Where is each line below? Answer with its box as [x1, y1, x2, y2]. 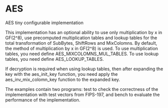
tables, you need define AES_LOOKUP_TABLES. [5, 56, 104, 62]
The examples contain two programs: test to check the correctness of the [5, 86, 158, 92]
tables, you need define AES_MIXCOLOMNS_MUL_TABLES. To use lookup [5, 51, 159, 57]
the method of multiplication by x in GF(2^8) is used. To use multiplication [5, 45, 158, 51]
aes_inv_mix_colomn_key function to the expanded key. [5, 76, 120, 82]
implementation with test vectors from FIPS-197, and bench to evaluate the [5, 91, 160, 97]
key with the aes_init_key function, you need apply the [5, 71, 118, 77]
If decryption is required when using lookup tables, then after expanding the [5, 66, 163, 72]
